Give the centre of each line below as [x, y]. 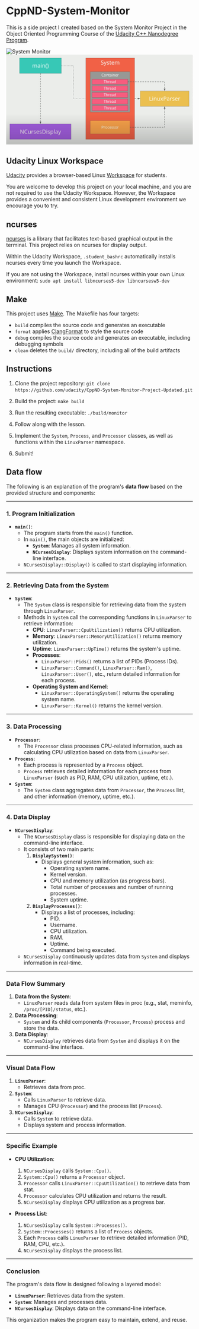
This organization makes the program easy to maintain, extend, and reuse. [97, 1320]
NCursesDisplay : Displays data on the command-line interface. [91, 1308]
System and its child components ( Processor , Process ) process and [104, 1022]
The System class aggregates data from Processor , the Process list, [104, 790]
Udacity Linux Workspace [55, 161]
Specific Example [32, 1146]
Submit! [24, 453]
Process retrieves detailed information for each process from [97, 771]
